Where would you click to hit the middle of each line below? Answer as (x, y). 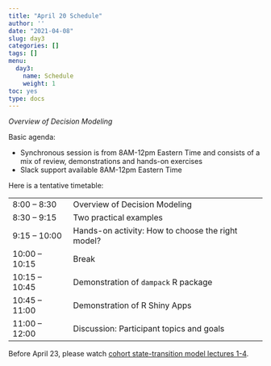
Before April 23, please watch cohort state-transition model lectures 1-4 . (129, 354)
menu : (17, 61)
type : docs (27, 99)
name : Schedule (48, 76)
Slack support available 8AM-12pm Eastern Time (101, 170)
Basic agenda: (32, 137)
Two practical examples (118, 217)
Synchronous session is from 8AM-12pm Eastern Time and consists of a (140, 153)
